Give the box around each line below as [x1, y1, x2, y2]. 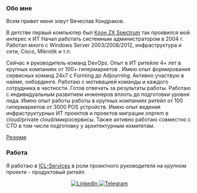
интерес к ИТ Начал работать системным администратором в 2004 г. [6, 36, 184, 43]
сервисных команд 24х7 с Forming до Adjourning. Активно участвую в [6, 72, 185, 79]
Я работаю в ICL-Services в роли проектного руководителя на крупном [6, 162, 186, 169]
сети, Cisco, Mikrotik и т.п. [6, 48, 72, 55]
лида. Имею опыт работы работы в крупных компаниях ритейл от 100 [6, 97, 183, 104]
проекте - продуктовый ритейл [6, 168, 85, 175]
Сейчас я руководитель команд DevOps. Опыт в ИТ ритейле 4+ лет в [6, 59, 182, 66]
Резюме [6, 134, 27, 141]
